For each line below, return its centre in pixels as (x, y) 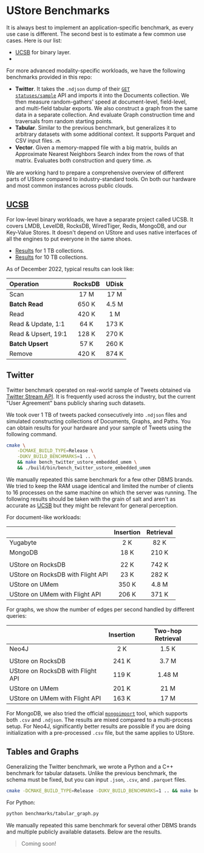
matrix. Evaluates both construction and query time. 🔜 (83, 160)
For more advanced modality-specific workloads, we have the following (96, 70)
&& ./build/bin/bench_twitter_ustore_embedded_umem (84, 468)
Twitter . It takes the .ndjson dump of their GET (73, 88)
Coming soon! (39, 843)
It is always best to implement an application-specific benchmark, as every (100, 27)
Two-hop (168, 631)
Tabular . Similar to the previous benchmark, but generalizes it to (96, 127)
